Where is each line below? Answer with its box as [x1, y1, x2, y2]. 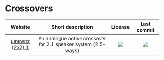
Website [10, 23, 30, 30]
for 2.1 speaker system [39, 41, 92, 48]
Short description [51, 23, 93, 30]
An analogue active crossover [38, 35, 106, 41]
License [111, 23, 130, 30]
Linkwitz [10, 38, 30, 44]
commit [136, 26, 155, 33]
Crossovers [5, 3, 53, 14]
